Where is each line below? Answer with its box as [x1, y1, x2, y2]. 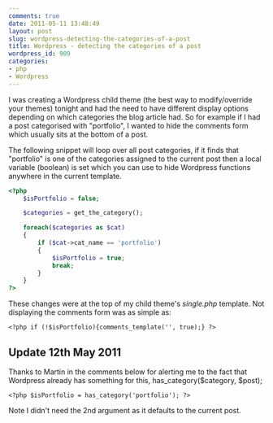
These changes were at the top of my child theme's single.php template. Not [8, 299, 265, 309]
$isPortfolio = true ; [51, 254, 126, 262]
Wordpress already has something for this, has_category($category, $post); [8, 375, 262, 385]
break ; [51, 261, 75, 269]
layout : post [8, 27, 53, 35]
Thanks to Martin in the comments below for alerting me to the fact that [8, 367, 248, 377]
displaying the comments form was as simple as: [8, 307, 172, 317]
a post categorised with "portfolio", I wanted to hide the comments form [8, 120, 249, 130]
